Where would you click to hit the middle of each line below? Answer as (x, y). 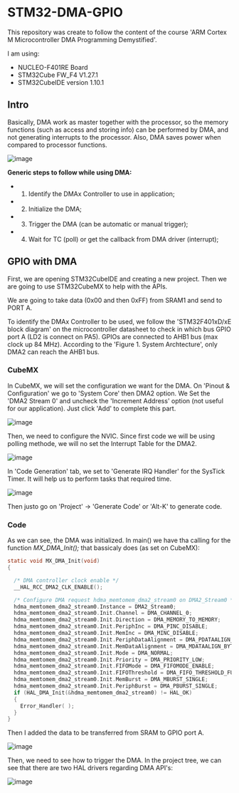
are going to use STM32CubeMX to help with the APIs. (87, 286)
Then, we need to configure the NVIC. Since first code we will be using (111, 436)
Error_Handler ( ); (47, 706)
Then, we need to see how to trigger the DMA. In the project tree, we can (115, 760)
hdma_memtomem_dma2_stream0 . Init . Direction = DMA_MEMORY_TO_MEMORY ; (117, 620)
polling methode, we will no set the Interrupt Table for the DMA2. (102, 443)
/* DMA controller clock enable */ (67, 580)
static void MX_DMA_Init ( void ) (54, 561)
